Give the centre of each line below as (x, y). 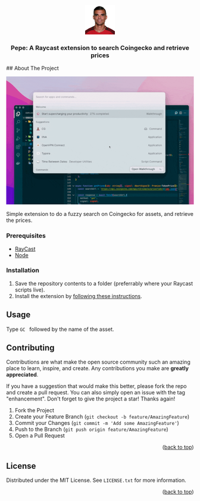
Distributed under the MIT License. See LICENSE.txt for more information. (96, 480)
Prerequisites (26, 236)
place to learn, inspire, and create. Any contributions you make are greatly (98, 368)
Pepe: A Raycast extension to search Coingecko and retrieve (100, 48)
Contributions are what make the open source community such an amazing (98, 362)
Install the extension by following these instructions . (79, 296)
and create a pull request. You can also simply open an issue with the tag (96, 393)
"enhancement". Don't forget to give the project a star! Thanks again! (91, 399)
